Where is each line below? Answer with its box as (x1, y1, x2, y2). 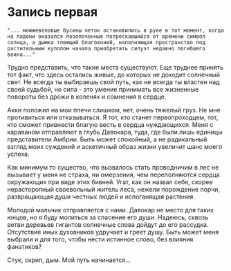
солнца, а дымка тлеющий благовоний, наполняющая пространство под (7, 39, 206, 46)
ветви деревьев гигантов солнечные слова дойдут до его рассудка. (7, 220, 209, 228)
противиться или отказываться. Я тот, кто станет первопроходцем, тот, (7, 113, 219, 121)
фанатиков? (7, 242, 42, 250)
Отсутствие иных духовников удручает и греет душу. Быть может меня (7, 228, 219, 236)
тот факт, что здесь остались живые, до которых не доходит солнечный (7, 70, 220, 79)
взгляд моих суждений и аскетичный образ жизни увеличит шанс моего (7, 142, 223, 150)
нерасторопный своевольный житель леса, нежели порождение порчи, (7, 185, 220, 193)
